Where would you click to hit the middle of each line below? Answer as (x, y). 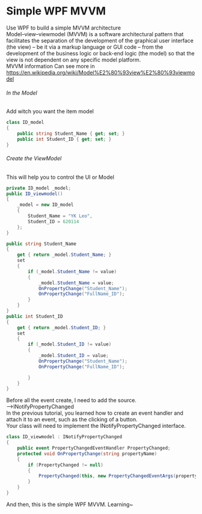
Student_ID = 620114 (54, 221)
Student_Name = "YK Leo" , (60, 216)
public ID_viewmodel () (35, 194)
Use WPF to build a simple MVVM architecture (64, 28)
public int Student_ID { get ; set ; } (64, 139)
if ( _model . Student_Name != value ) (72, 271)
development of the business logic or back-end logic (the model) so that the (100, 53)
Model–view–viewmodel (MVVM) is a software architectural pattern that (95, 34)
